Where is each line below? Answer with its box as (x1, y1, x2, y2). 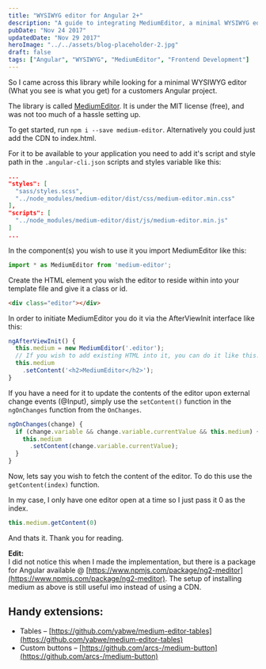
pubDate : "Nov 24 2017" (8, 26, 87, 34)
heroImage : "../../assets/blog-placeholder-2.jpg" (8, 41, 179, 49)
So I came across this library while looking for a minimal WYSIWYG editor (8, 77, 247, 87)
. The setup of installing (165, 573, 242, 583)
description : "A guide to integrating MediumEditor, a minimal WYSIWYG (8, 19, 249, 27)
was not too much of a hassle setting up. (8, 109, 141, 119)
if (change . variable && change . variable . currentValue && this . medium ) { (15, 428, 260, 435)
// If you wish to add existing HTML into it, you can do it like (15, 352, 239, 360)
